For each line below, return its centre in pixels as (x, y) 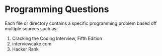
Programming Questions (57, 9)
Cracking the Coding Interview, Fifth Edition (57, 38)
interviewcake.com (32, 43)
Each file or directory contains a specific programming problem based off (81, 23)
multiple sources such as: (31, 28)
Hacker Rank (25, 49)
